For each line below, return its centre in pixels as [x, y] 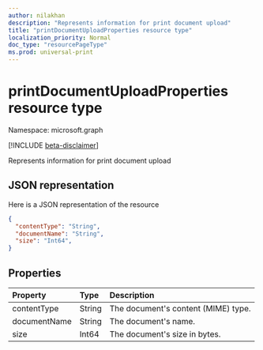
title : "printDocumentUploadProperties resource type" [100, 30]
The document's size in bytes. [165, 334]
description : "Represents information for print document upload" [120, 23]
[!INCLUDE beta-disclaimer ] [53, 145]
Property [29, 295]
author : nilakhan [37, 15]
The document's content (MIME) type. [180, 308]
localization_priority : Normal [60, 38]
